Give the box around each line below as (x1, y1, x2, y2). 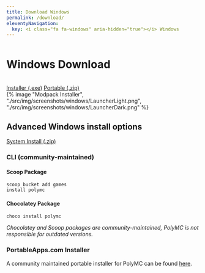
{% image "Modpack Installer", (6, 91, 84, 98)
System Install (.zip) (6, 138, 56, 145)
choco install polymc (6, 213, 62, 220)
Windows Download (6, 57, 111, 71)
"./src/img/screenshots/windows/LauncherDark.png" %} (6, 104, 149, 111)
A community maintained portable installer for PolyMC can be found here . (6, 260, 193, 267)
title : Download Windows (6, 9, 70, 15)
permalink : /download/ (6, 15, 64, 21)
